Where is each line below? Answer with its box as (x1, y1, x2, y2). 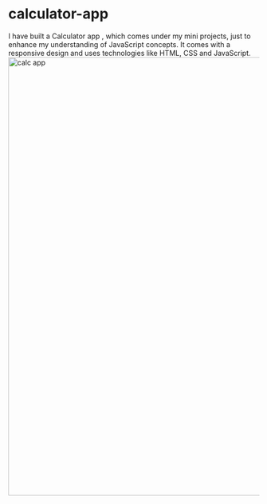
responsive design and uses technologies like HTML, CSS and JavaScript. (8, 48, 251, 58)
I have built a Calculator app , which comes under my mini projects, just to (8, 31, 251, 41)
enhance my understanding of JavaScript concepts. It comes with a (8, 39, 231, 49)
